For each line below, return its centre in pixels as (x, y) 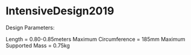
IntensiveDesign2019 (60, 11)
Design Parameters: (30, 27)
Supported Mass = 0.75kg (38, 45)
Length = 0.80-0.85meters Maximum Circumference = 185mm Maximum (95, 39)
